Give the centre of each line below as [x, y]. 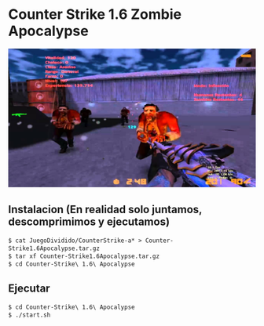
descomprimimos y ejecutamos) [89, 221]
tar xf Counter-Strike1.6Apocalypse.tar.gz [87, 256]
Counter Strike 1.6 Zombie [95, 14]
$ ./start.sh [29, 315]
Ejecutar [29, 288]
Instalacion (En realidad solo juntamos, [105, 209]
